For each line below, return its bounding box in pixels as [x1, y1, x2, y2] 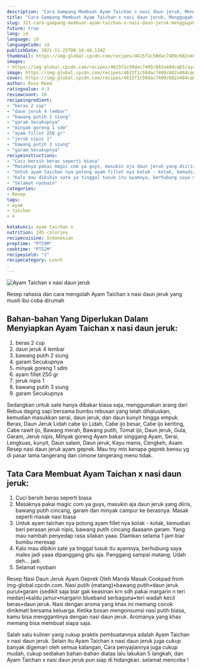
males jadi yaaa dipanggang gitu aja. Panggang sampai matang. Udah [15, 551, 186, 558]
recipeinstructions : [7, 152, 58, 158]
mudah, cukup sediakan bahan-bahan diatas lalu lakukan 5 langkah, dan [7, 649, 183, 657]
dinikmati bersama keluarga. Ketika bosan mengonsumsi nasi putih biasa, [7, 607, 186, 614]
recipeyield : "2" [7, 252, 50, 257]
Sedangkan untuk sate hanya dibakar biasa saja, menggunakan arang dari [7, 401, 188, 408]
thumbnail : [7, 53, 34, 59]
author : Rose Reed [7, 81, 52, 87]
